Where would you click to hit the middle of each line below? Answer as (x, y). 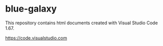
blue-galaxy (31, 9)
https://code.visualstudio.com (36, 38)
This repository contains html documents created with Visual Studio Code (81, 23)
